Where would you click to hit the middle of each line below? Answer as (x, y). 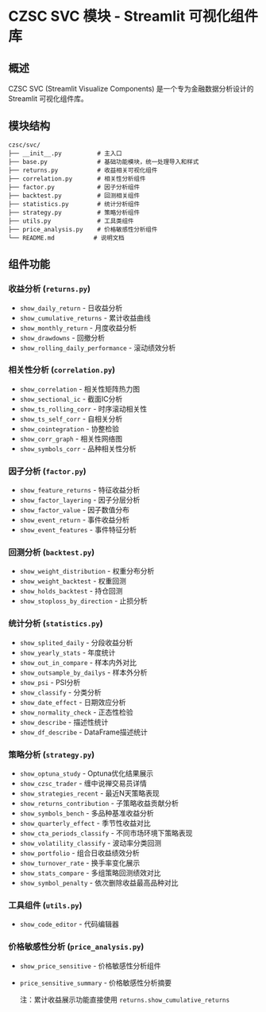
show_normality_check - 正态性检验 (76, 712)
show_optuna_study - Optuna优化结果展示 (87, 773)
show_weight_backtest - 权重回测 (73, 581)
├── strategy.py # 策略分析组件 (74, 212)
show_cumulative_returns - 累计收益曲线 (85, 317)
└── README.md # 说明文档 (66, 238)
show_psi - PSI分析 (50, 682)
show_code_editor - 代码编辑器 (69, 924)
